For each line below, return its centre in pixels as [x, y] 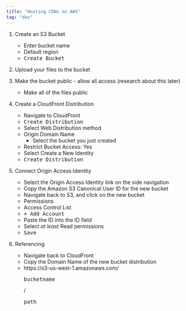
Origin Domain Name [49, 134]
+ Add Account [44, 214]
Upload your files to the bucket [52, 69]
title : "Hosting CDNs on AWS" [44, 12]
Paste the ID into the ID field [57, 220]
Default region [41, 51]
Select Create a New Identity [58, 153]
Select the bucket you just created [74, 140]
